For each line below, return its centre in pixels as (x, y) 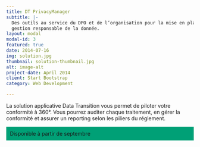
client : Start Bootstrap (37, 78)
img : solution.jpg (29, 56)
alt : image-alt (25, 67)
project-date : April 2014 (38, 73)
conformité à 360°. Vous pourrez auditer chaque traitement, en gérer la (93, 112)
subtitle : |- (22, 17)
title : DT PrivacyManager (38, 12)
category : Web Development (40, 84)
